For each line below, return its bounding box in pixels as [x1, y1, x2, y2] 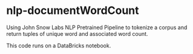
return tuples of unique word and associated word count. [6, 30, 148, 37]
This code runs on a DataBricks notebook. [6, 42, 111, 49]
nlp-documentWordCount [6, 4, 139, 18]
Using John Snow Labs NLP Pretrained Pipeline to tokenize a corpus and [6, 24, 188, 31]
